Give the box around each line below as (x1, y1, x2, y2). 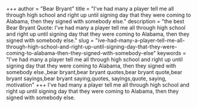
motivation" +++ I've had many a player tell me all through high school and (6, 81, 190, 88)
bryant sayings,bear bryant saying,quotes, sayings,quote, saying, (6, 75, 167, 82)
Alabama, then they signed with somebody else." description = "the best (6, 18, 184, 25)
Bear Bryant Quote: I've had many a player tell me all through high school (6, 24, 186, 31)
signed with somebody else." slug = (6, 37, 94, 44)
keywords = (157, 50, 186, 56)
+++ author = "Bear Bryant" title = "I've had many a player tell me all (6, 5, 174, 12)
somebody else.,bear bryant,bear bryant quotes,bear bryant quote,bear (6, 69, 183, 75)
